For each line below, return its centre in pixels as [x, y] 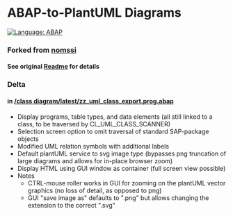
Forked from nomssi [42, 50]
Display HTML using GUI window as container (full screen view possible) [121, 168]
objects [28, 139]
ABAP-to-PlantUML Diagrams [95, 13]
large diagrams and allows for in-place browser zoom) [95, 160]
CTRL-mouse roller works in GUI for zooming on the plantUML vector [127, 183]
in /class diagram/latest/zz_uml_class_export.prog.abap [90, 101]
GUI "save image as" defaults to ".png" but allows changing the [118, 198]
